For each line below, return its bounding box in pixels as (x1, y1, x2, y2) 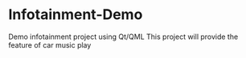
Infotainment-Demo (8, 6, 143, 24)
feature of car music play (8, 40, 92, 49)
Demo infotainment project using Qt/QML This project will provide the (8, 32, 239, 41)
